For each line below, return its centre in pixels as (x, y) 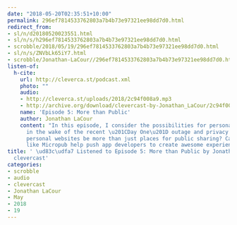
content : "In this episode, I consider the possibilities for (113, 125)
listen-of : (23, 66)
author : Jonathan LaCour (56, 118)
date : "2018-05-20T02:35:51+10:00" (60, 14)
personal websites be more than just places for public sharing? (124, 138)
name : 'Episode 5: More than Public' (75, 112)
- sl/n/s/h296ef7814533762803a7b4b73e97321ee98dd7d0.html (94, 40)
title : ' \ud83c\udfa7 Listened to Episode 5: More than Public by (109, 152)
